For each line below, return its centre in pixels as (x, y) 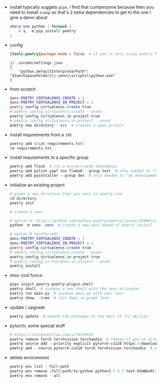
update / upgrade (27, 307)
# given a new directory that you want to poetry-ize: (67, 194)
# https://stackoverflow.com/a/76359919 (51, 335)
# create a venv (26, 212)
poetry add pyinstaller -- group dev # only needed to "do (71, 176)
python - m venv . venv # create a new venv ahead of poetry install (81, 225)
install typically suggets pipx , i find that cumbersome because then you (82, 7)
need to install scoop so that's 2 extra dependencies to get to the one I (80, 12)
